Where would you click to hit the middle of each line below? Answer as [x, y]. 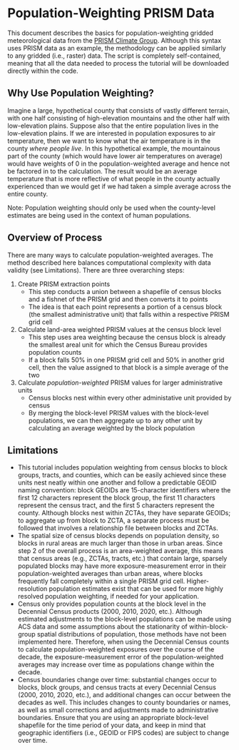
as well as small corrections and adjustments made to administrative [118, 710]
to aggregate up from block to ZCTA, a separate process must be [113, 521]
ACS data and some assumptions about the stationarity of [102, 627]
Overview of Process [55, 238]
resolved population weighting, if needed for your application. [108, 597]
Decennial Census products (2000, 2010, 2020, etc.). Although [110, 612]
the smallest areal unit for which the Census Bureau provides [118, 345]
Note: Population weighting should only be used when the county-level [112, 208]
